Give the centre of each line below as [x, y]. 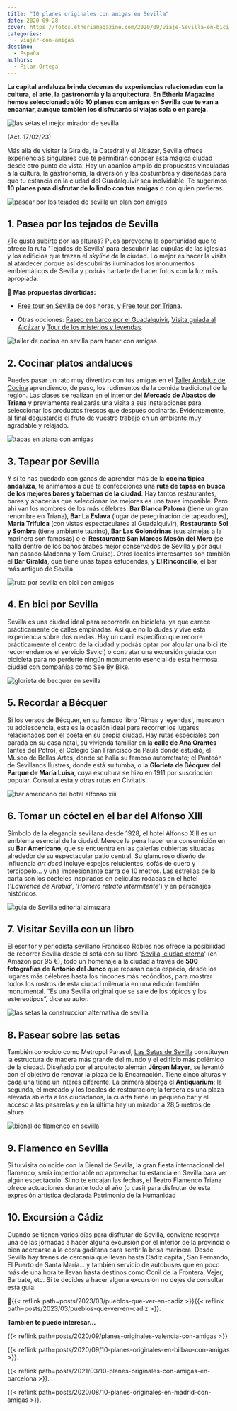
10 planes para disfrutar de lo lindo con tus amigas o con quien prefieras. [116, 188]
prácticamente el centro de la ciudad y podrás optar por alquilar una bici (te [117, 644]
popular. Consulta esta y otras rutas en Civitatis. [77, 780]
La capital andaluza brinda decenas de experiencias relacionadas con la [115, 86]
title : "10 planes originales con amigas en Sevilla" [88, 14]
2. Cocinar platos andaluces [70, 363]
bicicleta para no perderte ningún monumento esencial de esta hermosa [112, 659]
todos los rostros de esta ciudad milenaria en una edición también [103, 984]
